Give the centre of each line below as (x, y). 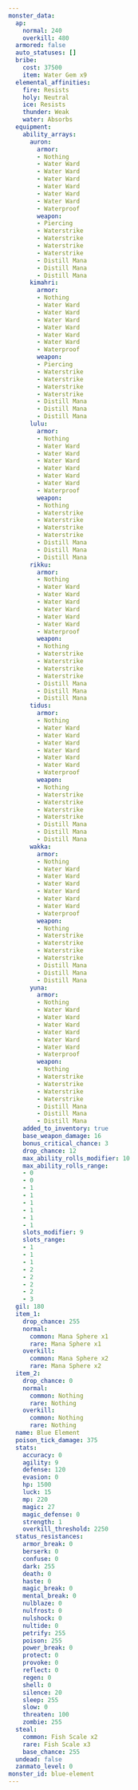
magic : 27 (39, 1507)
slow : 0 (35, 1707)
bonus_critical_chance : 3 (66, 1143)
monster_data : (32, 16)
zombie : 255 (42, 1722)
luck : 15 (37, 1492)
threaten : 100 (46, 1715)
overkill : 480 (46, 38)
